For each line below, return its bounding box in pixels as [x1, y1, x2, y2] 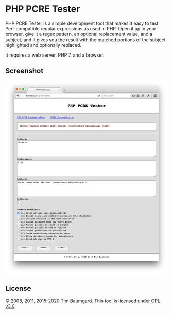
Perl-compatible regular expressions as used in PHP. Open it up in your [5, 25, 156, 31]
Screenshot [5, 67, 44, 76]
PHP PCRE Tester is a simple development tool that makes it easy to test [5, 20, 159, 26]
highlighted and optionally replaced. [5, 42, 81, 48]
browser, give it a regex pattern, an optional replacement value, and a [5, 31, 153, 37]
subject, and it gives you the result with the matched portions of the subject [5, 36, 166, 43]
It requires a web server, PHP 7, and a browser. [5, 52, 105, 58]
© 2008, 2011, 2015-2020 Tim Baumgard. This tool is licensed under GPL [5, 298, 161, 304]
